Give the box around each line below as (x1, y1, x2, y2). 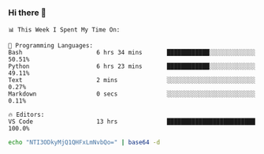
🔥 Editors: (8, 111, 45, 119)
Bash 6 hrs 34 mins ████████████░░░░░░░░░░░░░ (8, 49, 256, 57)
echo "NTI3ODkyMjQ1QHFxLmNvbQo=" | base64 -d (8, 138, 160, 147)
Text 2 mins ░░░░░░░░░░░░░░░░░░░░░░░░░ (8, 77, 256, 85)
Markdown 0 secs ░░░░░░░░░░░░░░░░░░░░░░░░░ (8, 90, 256, 98)
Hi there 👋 (8, 7, 47, 18)
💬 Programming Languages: (8, 42, 93, 50)
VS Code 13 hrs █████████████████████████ (8, 118, 256, 126)
